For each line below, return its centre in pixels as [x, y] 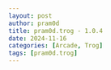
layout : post [30, 16]
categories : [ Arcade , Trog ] [56, 46]
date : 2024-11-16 [38, 38]
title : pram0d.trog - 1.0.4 [56, 31]
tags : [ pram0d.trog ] [43, 53]
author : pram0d [34, 23]
